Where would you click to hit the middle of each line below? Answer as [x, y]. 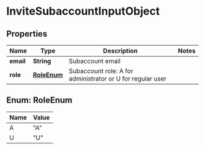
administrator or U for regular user [117, 79]
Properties [27, 34]
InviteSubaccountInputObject [83, 11]
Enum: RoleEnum [39, 100]
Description [120, 51]
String [42, 61]
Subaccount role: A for [101, 71]
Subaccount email [95, 61]
